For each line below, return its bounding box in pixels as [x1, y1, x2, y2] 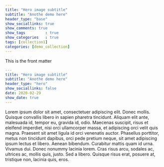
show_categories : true [5, 35, 59, 40]
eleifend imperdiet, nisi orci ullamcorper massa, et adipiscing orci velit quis [5, 125, 158, 131]
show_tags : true [5, 30, 59, 35]
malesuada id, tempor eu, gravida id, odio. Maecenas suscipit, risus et [5, 119, 149, 125]
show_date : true [5, 95, 39, 100]
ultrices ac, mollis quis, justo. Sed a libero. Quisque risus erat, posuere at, [5, 151, 156, 157]
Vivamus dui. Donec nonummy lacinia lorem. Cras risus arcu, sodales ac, [5, 146, 154, 152]
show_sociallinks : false [5, 86, 57, 91]
